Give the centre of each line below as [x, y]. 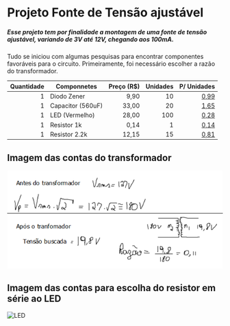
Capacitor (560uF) [77, 106]
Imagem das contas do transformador [89, 158]
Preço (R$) [124, 86]
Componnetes [76, 86]
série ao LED [34, 299]
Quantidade [27, 86]
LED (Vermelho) [73, 115]
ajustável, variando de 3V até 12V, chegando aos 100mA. [91, 39]
